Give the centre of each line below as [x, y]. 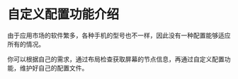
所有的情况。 [26, 44]
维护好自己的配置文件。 [54, 68]
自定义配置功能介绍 [63, 14]
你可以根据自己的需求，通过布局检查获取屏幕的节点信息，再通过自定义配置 [116, 59]
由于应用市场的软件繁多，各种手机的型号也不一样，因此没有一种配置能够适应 [119, 35]
